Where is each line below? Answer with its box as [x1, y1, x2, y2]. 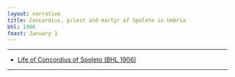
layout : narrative [7, 10, 61, 17]
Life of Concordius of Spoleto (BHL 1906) [17, 55, 136, 64]
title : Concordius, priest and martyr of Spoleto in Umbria [7, 17, 187, 24]
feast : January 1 [7, 29, 58, 37]
